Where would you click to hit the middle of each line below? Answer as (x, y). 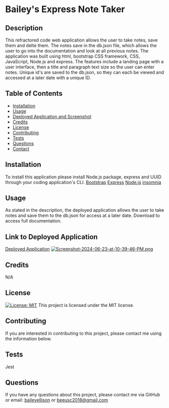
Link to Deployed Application (51, 237)
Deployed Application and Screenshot (52, 116)
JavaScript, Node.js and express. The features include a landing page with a (84, 61)
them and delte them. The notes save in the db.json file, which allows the (81, 46)
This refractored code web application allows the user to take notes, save (81, 40)
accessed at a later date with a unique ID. (48, 78)
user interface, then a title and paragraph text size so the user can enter (80, 67)
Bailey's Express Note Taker (65, 9)
